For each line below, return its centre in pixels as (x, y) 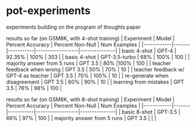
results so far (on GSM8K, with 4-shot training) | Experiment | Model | (90, 38)
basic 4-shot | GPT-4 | (149, 50)
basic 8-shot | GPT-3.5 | (151, 112)
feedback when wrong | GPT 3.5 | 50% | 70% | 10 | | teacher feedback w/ (95, 69)
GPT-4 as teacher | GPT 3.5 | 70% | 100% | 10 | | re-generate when (87, 75)
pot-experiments (48, 11)
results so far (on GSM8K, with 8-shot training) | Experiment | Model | (90, 99)
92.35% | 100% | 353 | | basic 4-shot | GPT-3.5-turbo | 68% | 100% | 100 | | (98, 57)
